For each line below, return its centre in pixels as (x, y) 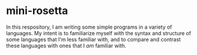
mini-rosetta (37, 11)
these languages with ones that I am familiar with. (66, 46)
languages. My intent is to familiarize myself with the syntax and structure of (98, 33)
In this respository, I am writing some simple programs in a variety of (89, 27)
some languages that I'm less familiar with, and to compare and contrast (94, 39)
